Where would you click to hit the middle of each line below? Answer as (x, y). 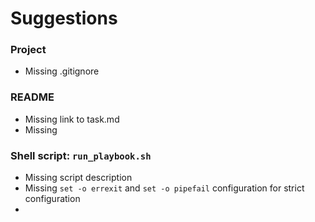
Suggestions (64, 18)
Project (28, 50)
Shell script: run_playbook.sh (81, 155)
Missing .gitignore (62, 71)
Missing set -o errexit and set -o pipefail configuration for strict (164, 188)
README (32, 97)
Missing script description (78, 178)
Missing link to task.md (72, 119)
